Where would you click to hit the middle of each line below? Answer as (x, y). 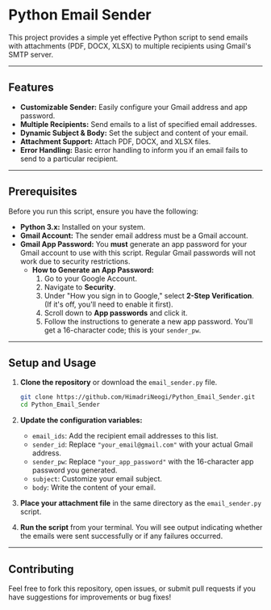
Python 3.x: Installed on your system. (83, 227)
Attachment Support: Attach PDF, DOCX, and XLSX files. (115, 141)
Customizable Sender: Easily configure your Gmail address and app (133, 107)
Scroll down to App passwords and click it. (116, 312)
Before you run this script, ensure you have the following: (104, 211)
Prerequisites (43, 192)
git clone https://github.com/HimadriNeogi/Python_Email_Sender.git (138, 397)
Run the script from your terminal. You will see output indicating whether (141, 527)
